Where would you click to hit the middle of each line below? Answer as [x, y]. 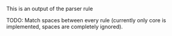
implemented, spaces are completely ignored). [65, 27]
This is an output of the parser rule [50, 9]
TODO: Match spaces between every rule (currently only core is [86, 20]
